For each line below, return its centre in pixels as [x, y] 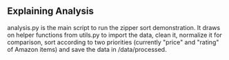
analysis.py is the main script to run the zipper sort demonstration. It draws [114, 27]
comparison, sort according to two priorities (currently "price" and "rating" [113, 42]
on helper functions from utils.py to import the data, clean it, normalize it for [115, 35]
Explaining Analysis [51, 11]
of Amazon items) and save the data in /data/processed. [87, 49]
